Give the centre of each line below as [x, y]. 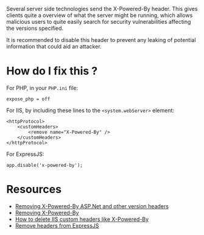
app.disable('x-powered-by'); [45, 165]
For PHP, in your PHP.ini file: [42, 88]
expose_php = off [28, 99]
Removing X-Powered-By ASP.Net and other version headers [92, 206]
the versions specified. [35, 28]
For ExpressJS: [25, 154]
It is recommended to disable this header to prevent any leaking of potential [101, 40]
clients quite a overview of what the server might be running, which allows [100, 15]
